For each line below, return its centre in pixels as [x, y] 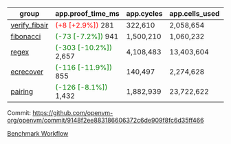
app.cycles [144, 13]
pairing [22, 91]
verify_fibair [30, 25]
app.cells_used [195, 13]
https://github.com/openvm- [73, 113]
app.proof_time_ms [87, 13]
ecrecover [27, 72]
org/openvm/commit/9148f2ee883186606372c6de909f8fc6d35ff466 [106, 120]
